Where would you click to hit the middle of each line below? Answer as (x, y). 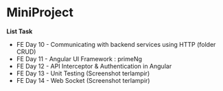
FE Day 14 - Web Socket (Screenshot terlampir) (83, 80)
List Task (20, 31)
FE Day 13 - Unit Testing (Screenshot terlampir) (83, 73)
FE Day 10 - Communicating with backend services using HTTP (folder (116, 44)
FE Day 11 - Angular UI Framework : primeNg (79, 58)
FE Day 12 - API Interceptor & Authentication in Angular (94, 66)
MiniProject (40, 13)
